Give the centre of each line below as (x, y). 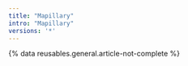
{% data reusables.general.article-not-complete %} (94, 54)
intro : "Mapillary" (41, 23)
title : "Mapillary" (41, 16)
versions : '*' (32, 31)
